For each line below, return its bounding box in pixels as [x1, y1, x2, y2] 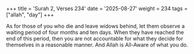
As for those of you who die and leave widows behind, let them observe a [6, 23, 185, 29]
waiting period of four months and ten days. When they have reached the [6, 29, 184, 36]
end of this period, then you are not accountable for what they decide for [6, 35, 183, 42]
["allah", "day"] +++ [6, 11, 54, 18]
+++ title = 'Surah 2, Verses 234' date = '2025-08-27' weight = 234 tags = [6, 5, 188, 12]
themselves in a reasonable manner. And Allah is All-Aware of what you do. [6, 41, 189, 48]
